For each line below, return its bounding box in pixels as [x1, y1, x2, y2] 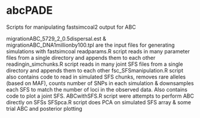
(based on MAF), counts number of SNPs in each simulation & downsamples [6, 79, 194, 87]
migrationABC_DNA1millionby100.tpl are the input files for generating [6, 41, 175, 49]
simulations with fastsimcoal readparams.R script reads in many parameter [6, 47, 190, 55]
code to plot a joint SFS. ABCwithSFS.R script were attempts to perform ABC [6, 92, 194, 99]
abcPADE [6, 4, 53, 17]
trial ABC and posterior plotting [6, 105, 82, 112]
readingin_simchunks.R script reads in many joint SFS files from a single [6, 60, 183, 68]
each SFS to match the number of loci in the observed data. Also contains [6, 86, 188, 93]
